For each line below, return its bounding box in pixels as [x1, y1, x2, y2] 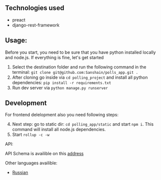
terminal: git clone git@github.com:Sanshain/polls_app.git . [12, 69, 138, 75]
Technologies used [5, 4, 64, 12]
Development [5, 99, 47, 107]
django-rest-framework [12, 22, 60, 28]
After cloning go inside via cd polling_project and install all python [12, 74, 148, 80]
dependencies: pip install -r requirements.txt [12, 79, 111, 85]
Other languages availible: [5, 160, 58, 166]
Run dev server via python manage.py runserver [12, 85, 108, 90]
